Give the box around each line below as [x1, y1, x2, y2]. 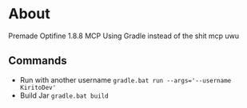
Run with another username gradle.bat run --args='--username [19, 75, 232, 84]
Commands [8, 54, 68, 67]
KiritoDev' [19, 83, 57, 91]
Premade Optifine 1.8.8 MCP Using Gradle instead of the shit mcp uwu [8, 31, 240, 40]
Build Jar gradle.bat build [19, 91, 110, 100]
